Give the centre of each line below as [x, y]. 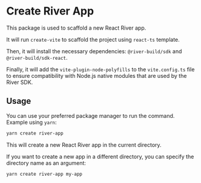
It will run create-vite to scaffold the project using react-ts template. [93, 39]
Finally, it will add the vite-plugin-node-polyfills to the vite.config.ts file [100, 69]
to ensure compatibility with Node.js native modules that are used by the [97, 75]
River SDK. [20, 82]
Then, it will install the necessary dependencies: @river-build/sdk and [94, 51]
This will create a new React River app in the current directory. [84, 145]
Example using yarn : [31, 122]
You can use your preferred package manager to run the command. [91, 115]
